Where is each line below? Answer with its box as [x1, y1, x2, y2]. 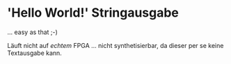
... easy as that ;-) [7, 28, 58, 36]
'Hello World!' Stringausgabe [7, 5, 180, 21]
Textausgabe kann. [7, 49, 63, 57]
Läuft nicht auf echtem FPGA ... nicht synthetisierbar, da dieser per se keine [7, 41, 224, 49]
